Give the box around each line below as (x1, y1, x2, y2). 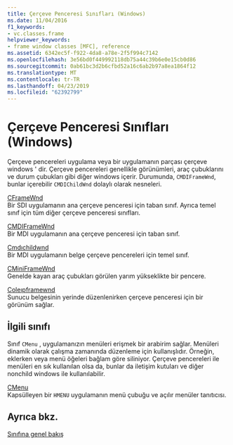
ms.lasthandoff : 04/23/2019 (7, 82, 90, 89)
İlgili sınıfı (7, 321, 51, 333)
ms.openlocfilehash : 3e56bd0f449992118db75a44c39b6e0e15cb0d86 (7, 56, 197, 63)
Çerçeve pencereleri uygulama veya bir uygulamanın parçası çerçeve (7, 158, 208, 166)
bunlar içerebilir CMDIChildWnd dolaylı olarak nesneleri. (7, 180, 162, 189)
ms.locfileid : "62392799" (7, 89, 83, 96)
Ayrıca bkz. (7, 411, 58, 423)
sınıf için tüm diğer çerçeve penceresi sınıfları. (7, 208, 141, 217)
